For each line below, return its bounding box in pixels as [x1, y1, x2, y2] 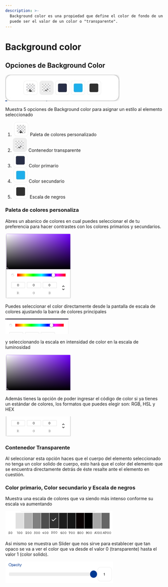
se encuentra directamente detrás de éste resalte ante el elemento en [5, 466, 150, 472]
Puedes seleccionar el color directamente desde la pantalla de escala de [5, 303, 156, 309]
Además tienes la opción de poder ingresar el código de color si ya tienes [5, 395, 158, 401]
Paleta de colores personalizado [30, 132, 97, 138]
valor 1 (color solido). [5, 551, 49, 557]
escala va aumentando [5, 501, 52, 507]
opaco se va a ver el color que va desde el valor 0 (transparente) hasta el [5, 546, 157, 552]
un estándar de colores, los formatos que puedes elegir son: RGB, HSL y [5, 401, 155, 407]
